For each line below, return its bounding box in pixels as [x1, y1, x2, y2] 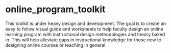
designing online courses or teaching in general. [5, 42, 107, 48]
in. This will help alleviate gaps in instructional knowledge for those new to [5, 37, 162, 43]
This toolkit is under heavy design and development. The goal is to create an [5, 20, 166, 26]
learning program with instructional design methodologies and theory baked [5, 31, 165, 37]
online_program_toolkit [5, 4, 106, 15]
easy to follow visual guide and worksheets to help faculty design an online [5, 25, 163, 32]
